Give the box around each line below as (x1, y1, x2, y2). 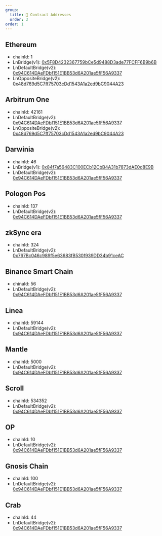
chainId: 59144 (12, 319, 44, 326)
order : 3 (10, 17, 28, 22)
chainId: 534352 (12, 398, 47, 404)
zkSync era (5, 228, 42, 237)
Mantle (5, 345, 28, 354)
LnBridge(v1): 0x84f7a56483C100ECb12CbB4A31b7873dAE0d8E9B (12, 164, 154, 170)
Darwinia (5, 145, 34, 154)
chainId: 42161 (12, 109, 43, 115)
